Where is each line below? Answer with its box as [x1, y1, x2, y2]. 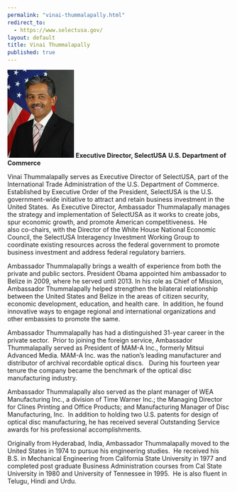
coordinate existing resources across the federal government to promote [7, 240, 220, 249]
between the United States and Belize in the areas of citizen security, [7, 292, 209, 300]
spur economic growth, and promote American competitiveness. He [7, 218, 208, 226]
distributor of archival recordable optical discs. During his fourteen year [7, 359, 220, 367]
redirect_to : [7, 18, 46, 26]
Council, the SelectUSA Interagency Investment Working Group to [7, 233, 200, 241]
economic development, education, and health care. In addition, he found [7, 299, 224, 308]
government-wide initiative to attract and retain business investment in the [7, 196, 225, 203]
